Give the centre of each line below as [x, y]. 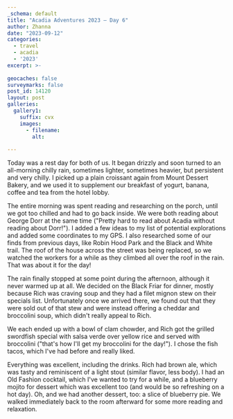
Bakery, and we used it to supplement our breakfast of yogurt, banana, [108, 185]
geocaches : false [32, 78]
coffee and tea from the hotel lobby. [58, 193]
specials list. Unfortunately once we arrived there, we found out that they [112, 301]
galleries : [23, 104]
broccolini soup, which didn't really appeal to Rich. [79, 316]
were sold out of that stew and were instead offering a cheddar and [103, 308]
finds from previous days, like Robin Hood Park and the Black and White [110, 243]
